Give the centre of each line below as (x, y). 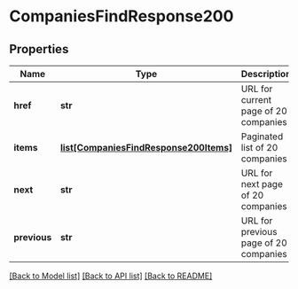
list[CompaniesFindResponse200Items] (147, 148)
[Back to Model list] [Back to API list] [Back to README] (111, 276)
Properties (39, 49)
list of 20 (259, 148)
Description (266, 74)
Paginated (262, 137)
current (256, 100)
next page (262, 184)
